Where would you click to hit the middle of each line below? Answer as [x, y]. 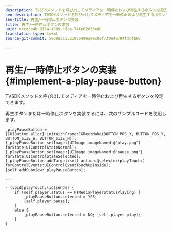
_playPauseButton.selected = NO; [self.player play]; [82, 215]
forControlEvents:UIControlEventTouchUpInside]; [58, 165]
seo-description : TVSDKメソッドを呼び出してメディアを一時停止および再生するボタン [86, 15]
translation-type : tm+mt [32, 34]
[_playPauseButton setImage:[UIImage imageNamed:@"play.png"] [73, 143]
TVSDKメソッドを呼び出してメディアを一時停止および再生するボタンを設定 [84, 96]
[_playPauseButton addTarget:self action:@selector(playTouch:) [75, 161]
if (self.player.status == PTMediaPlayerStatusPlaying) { [78, 192]
